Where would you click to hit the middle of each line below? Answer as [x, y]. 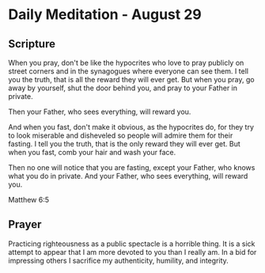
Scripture [32, 44]
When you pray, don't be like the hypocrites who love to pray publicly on [126, 63]
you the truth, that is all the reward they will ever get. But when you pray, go [131, 80]
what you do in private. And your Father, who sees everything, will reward [128, 176]
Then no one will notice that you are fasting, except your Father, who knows [132, 167]
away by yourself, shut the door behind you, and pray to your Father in [123, 88]
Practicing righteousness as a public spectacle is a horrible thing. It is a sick [132, 244]
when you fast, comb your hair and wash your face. [92, 152]
